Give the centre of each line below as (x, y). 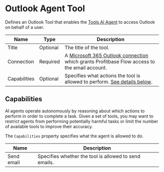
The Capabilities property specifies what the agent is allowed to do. (74, 136)
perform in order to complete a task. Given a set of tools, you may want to (79, 116)
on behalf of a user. (25, 27)
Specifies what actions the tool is (102, 75)
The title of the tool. (87, 47)
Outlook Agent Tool (45, 9)
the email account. (86, 67)
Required (49, 62)
